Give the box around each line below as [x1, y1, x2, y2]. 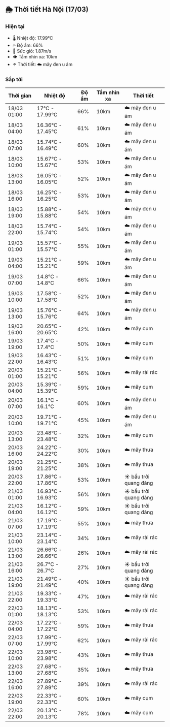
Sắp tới [5, 76, 23, 83]
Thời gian [8, 92, 32, 99]
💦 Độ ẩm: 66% [12, 42, 43, 48]
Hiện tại [5, 23, 25, 30]
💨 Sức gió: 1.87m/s [12, 48, 52, 54]
